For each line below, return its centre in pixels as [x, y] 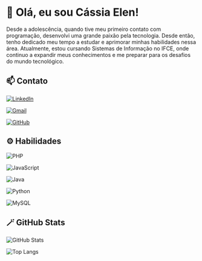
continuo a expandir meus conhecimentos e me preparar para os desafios [99, 55]
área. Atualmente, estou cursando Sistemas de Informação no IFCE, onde [98, 48]
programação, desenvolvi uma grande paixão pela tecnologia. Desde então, [101, 35]
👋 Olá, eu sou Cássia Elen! [73, 12]
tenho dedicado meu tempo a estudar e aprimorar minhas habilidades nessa [101, 42]
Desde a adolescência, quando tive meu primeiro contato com [84, 29]
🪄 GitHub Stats [36, 223]
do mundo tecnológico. [35, 61]
